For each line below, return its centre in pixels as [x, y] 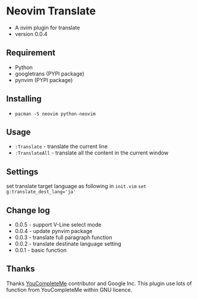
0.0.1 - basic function [41, 250]
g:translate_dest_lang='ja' [41, 192]
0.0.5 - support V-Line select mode [58, 225]
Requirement [31, 53]
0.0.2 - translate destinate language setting [68, 244]
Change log [28, 210]
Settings [22, 172]
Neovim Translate [51, 11]
